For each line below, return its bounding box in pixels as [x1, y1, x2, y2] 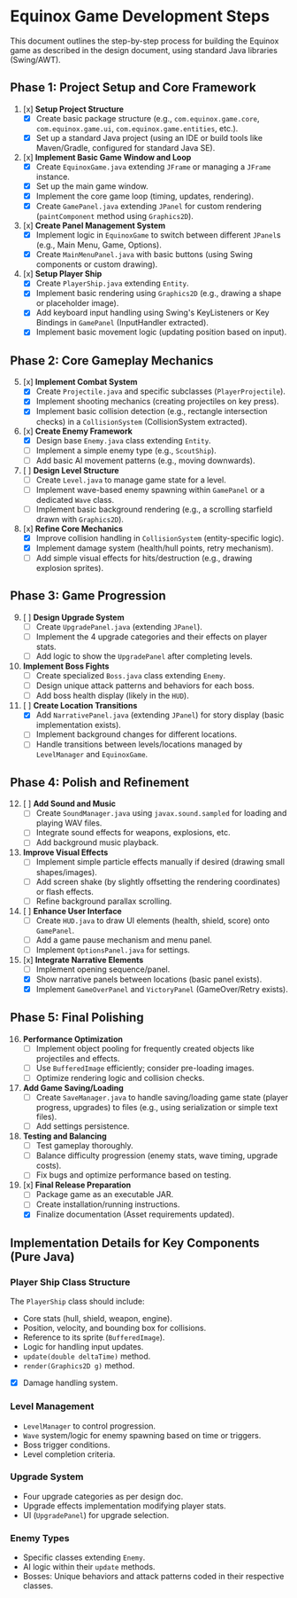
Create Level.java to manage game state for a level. [35, 474, 226, 485]
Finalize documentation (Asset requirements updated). [35, 1209, 235, 1220]
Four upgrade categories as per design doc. [22, 1491, 184, 1501]
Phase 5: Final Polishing [10, 1010, 144, 1025]
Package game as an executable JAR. [35, 1189, 174, 1200]
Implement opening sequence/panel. [35, 964, 171, 975]
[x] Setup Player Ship [22, 269, 103, 279]
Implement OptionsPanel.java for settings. [35, 944, 191, 955]
